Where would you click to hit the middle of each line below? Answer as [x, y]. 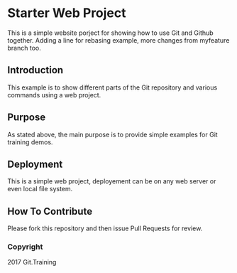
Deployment [35, 164]
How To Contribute [50, 211]
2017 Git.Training [32, 262]
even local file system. [40, 189]
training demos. [30, 142]
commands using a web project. [54, 95]
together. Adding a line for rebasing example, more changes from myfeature [118, 40]
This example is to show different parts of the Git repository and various [112, 87]
